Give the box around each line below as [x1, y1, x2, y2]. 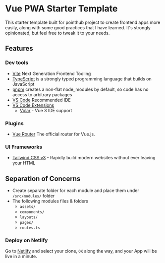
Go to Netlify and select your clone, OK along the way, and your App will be [5, 248, 157, 254]
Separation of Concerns [5, 174, 81, 183]
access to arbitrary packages [12, 91, 72, 97]
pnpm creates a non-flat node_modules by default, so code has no [12, 86, 149, 92]
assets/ [19, 204, 36, 209]
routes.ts [19, 225, 41, 231]
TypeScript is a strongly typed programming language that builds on [12, 75, 152, 82]
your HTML [12, 160, 36, 166]
